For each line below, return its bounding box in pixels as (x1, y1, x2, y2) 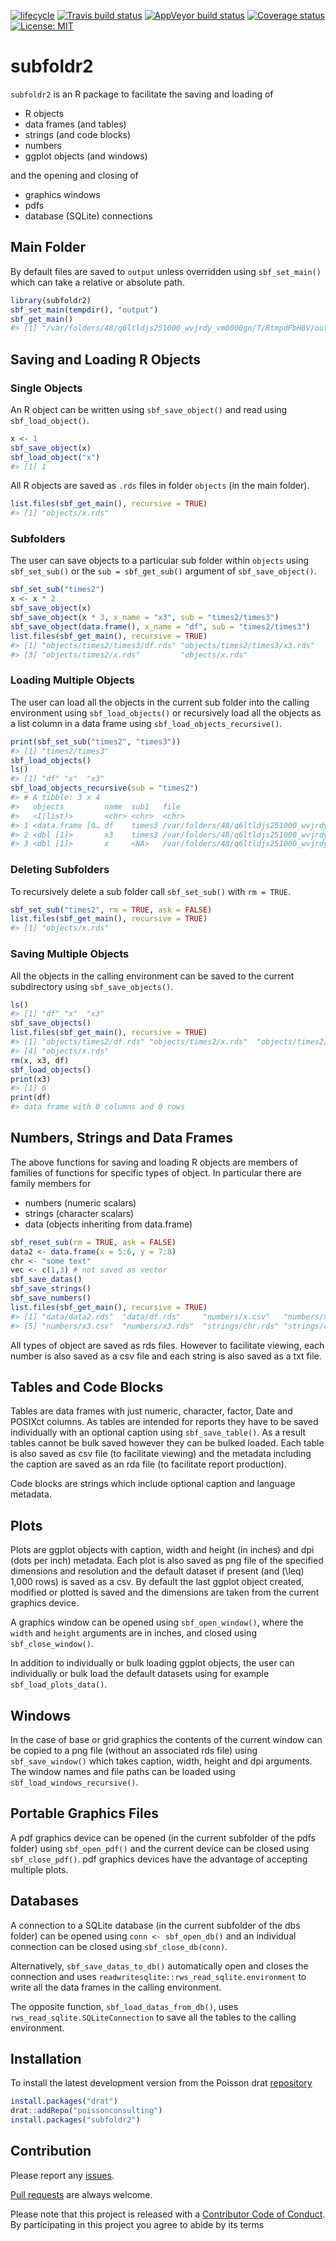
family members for (10, 1177, 92, 1189)
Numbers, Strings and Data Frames (10, 1130, 234, 1147)
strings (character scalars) (24, 1207, 135, 1219)
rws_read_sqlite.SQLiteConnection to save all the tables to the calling (10, 2011, 297, 2023)
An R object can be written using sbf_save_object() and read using (10, 403, 288, 415)
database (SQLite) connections (24, 210, 153, 222)
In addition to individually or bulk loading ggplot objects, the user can (10, 1657, 295, 1669)
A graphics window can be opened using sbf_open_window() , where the (10, 1616, 304, 1629)
